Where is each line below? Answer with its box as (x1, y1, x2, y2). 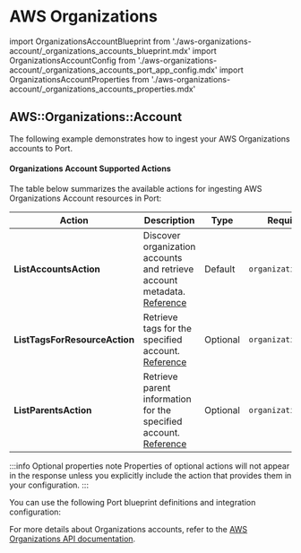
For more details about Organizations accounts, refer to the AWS (9, 523, 248, 534)
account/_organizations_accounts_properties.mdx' (9, 83, 196, 94)
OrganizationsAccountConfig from (9, 55, 136, 65)
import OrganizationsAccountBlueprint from (9, 36, 171, 47)
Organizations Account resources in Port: (9, 193, 162, 203)
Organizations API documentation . (9, 533, 136, 544)
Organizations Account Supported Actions (9, 163, 172, 174)
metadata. (142, 285, 186, 298)
